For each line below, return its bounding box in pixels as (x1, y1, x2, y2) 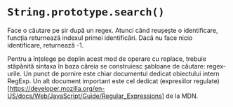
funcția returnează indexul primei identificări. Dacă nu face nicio (7, 34, 193, 42)
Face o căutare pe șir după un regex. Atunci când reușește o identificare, (7, 26, 218, 34)
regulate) (193, 76, 220, 85)
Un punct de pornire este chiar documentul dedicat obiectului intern (23, 69, 220, 78)
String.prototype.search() (7, 6, 165, 19)
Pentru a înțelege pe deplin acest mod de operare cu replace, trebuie (7, 55, 207, 63)
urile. (7, 69, 22, 78)
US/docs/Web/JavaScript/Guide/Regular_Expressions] (7, 92, 165, 100)
